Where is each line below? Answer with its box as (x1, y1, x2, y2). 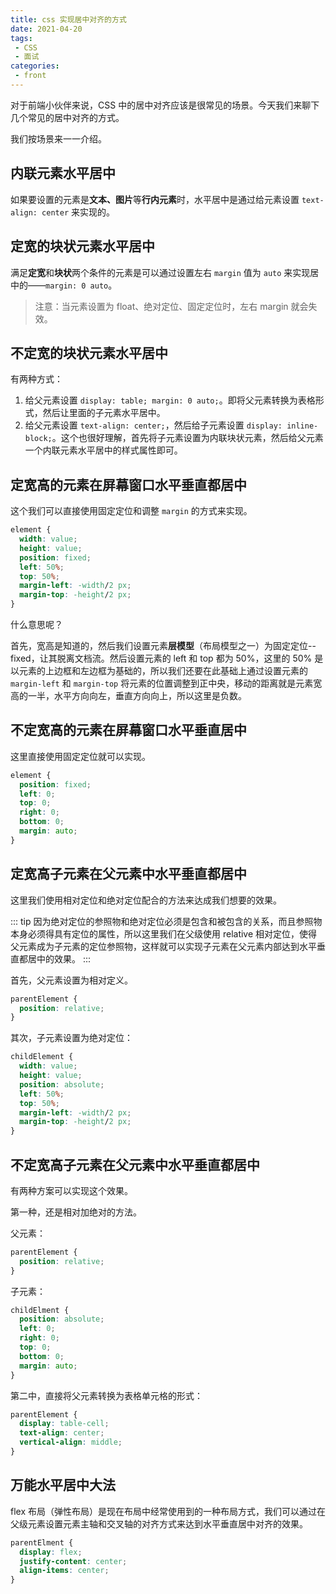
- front (14, 71, 47, 81)
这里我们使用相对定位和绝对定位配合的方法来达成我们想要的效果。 (10, 894, 282, 906)
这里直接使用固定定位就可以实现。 (10, 750, 151, 762)
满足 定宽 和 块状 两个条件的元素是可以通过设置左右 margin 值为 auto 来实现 (10, 266, 311, 278)
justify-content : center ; (19, 1556, 128, 1566)
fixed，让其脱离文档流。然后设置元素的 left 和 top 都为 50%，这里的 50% (10, 652, 313, 664)
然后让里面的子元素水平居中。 (42, 407, 166, 419)
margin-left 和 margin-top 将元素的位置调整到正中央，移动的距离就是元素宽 (10, 677, 323, 689)
